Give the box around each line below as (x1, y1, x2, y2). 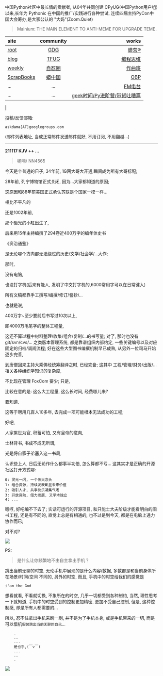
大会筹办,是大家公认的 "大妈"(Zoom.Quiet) (9, 16, 93, 22)
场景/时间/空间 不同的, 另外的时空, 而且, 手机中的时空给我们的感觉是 (9, 574, 144, 579)
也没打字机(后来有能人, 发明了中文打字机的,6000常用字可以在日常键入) (5, 282, 146, 287)
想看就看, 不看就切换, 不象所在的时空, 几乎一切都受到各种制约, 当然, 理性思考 (5, 593, 158, 598)
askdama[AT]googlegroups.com (5, 125, 64, 130)
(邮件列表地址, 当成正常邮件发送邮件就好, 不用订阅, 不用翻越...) (5, 134, 130, 139)
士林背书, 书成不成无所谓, (5, 440, 56, 445)
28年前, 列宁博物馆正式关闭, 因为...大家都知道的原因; (5, 179, 110, 184)
